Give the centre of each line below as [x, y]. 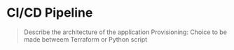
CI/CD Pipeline [50, 13]
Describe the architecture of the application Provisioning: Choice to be [125, 32]
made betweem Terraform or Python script [85, 39]
